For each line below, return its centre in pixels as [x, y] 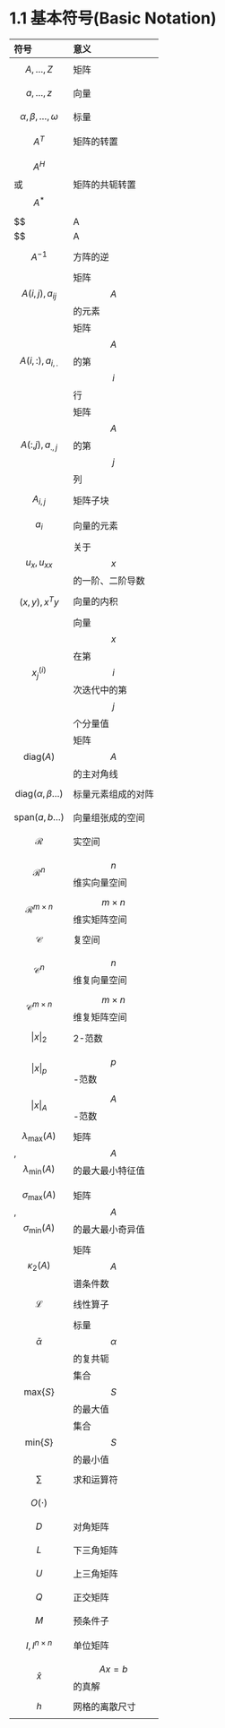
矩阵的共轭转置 [104, 185]
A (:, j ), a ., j [39, 445]
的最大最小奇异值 [109, 1229]
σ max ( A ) [39, 1195]
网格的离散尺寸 [104, 1706]
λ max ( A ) [39, 1137]
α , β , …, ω [39, 116]
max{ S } [39, 1392]
